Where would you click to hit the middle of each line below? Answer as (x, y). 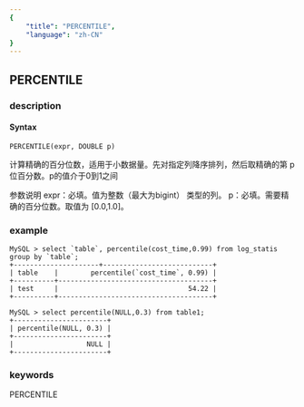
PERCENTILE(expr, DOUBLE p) (63, 146)
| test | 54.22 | (113, 289)
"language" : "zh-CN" (64, 34)
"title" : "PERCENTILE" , (71, 26)
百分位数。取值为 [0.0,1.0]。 (77, 206)
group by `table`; (44, 257)
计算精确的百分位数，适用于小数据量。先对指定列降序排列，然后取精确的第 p (152, 164)
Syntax (23, 127)
